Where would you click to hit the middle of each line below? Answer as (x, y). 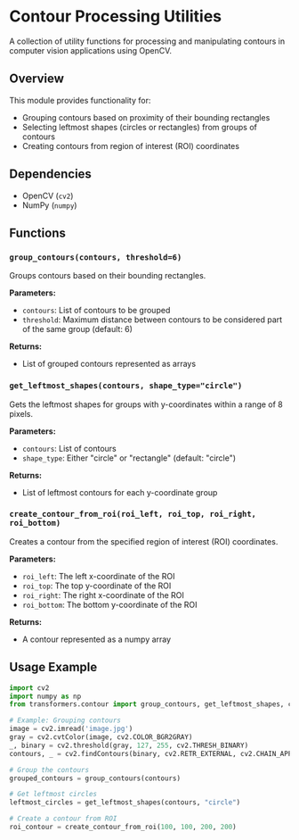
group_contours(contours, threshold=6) (96, 257)
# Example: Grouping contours (65, 720)
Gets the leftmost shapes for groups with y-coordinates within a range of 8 (146, 404)
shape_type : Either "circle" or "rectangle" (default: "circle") (129, 458)
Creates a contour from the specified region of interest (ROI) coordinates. (144, 541)
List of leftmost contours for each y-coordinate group (120, 492)
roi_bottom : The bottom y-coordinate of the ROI (109, 604)
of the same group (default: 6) (77, 329)
